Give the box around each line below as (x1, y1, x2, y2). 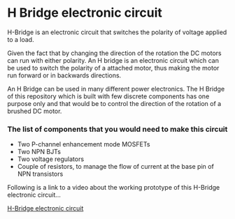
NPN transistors (17, 169, 64, 179)
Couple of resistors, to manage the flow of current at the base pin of (17, 163, 215, 171)
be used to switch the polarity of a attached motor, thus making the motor (7, 63, 220, 72)
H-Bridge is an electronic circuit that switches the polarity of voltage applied (7, 28, 227, 36)
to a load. (7, 35, 34, 43)
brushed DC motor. (7, 107, 62, 115)
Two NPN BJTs (17, 148, 62, 156)
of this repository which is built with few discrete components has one (7, 92, 210, 100)
